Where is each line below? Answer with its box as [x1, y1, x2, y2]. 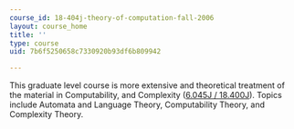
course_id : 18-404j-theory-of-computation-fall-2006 [9, 13, 215, 23]
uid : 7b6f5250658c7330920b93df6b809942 [9, 47, 162, 56]
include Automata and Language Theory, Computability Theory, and [9, 99, 265, 110]
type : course [9, 38, 59, 48]
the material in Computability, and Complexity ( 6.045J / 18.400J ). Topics [9, 90, 283, 101]
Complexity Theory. [9, 109, 84, 120]
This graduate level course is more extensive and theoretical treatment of [9, 80, 286, 91]
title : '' [9, 30, 47, 39]
